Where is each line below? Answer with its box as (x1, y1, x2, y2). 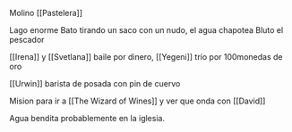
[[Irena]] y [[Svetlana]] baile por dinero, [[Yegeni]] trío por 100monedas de (9, 52, 283, 62)
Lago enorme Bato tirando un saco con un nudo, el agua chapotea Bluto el (9, 25, 284, 35)
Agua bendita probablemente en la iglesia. (9, 113, 166, 123)
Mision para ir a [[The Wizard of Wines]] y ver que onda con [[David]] (9, 95, 266, 106)
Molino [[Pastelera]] (9, 8, 83, 18)
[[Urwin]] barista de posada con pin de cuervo (9, 78, 181, 88)
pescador (9, 35, 45, 45)
